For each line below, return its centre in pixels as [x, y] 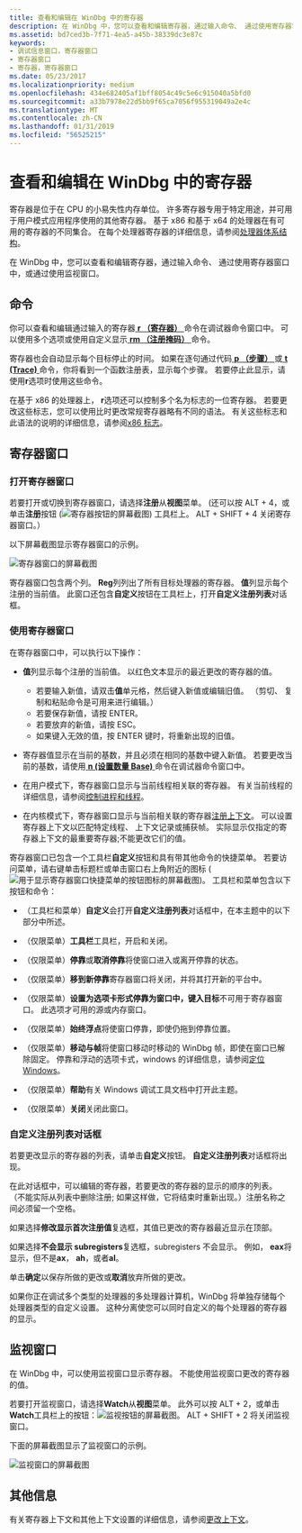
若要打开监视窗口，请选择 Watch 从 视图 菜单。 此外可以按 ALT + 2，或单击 [145, 1403]
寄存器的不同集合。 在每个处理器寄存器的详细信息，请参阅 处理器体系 [152, 232]
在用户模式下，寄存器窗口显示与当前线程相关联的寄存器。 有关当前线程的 [157, 785]
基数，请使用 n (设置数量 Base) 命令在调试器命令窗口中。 [144, 766]
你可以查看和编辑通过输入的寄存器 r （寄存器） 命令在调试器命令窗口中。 [144, 328]
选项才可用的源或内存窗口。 [99, 1009]
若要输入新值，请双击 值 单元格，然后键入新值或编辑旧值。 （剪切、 [159, 690]
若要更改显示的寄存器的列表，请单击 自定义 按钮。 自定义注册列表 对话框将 [144, 1155]
